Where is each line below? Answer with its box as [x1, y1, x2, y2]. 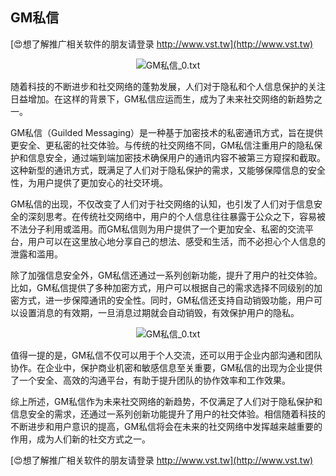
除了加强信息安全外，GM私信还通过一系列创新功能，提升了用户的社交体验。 [10, 269, 323, 281]
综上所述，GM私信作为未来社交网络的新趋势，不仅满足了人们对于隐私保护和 [10, 395, 323, 407]
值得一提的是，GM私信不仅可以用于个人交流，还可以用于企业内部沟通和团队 [10, 349, 323, 361]
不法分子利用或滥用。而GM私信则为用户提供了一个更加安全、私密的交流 [10, 223, 306, 235]
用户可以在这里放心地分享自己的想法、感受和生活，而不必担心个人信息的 [27, 235, 326, 247]
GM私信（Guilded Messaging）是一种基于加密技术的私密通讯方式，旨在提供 [10, 126, 324, 138]
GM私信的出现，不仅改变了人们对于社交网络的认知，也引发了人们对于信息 [10, 198, 315, 210]
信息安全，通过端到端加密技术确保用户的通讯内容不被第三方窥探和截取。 [27, 151, 326, 163]
